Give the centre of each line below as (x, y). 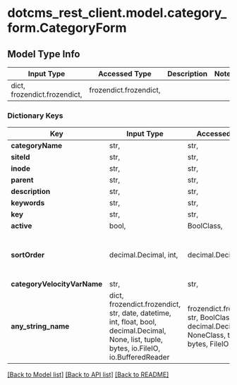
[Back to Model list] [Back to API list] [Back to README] (88, 374)
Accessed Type (124, 74)
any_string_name (40, 326)
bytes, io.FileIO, (135, 348)
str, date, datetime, (140, 313)
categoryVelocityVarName (57, 284)
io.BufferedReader (139, 357)
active (22, 226)
